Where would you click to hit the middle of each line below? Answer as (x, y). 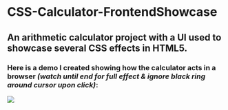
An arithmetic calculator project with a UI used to (114, 37)
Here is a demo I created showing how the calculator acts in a (112, 67)
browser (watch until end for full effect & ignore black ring (106, 76)
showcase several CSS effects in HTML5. (97, 48)
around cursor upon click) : (53, 85)
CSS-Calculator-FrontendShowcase (112, 12)
